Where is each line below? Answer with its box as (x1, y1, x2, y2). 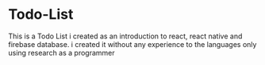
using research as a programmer (8, 48, 115, 57)
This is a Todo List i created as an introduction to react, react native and (8, 31, 243, 41)
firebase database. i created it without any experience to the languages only (8, 39, 257, 49)
